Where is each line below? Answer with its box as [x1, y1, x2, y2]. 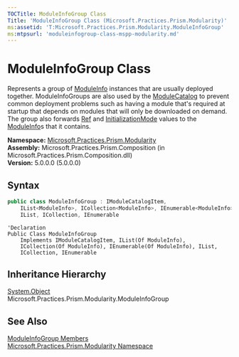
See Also [7, 315, 48, 327]
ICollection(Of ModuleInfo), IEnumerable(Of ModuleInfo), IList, [20, 243, 218, 250]
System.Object [7, 287, 51, 296]
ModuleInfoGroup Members [7, 334, 89, 343]
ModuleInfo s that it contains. [7, 122, 91, 131]
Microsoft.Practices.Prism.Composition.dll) [7, 151, 133, 160]
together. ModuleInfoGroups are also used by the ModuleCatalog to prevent [7, 92, 230, 100]
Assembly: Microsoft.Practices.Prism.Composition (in [7, 144, 165, 152]
